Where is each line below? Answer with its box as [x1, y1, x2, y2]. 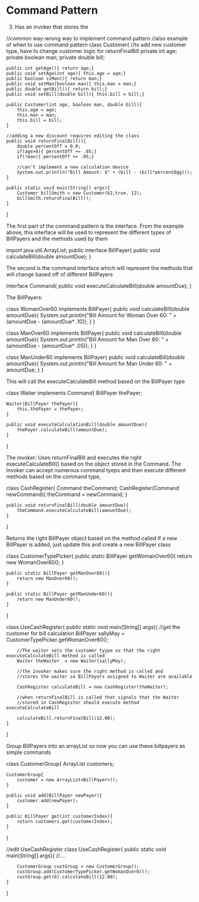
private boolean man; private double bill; [6, 54, 105, 61]
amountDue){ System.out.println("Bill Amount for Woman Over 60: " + [6, 312, 177, 319]
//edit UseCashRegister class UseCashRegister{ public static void [6, 846, 166, 853]
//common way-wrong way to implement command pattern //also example [6, 34, 188, 42]
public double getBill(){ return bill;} [6, 86, 108, 92]
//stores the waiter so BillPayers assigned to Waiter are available [17, 673, 193, 680]
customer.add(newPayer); [17, 797, 78, 803]
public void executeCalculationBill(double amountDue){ [6, 422, 147, 428]
